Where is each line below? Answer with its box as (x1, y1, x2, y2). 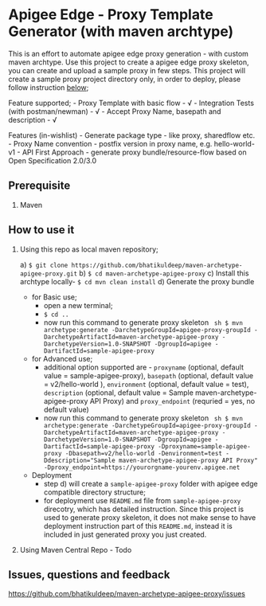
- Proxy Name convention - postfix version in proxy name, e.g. (8, 139, 213, 148)
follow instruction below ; (8, 82, 89, 92)
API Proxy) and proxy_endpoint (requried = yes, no (89, 396, 256, 405)
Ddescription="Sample (43, 456, 115, 464)
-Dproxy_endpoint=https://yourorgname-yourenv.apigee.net (43, 463, 241, 471)
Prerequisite (8, 179, 71, 193)
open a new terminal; (43, 300, 113, 310)
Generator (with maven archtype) (8, 22, 234, 41)
